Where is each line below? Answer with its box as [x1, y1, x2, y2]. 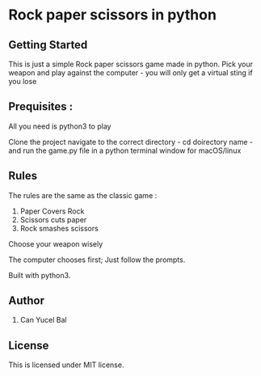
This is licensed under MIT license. [8, 360, 124, 370]
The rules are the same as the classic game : [8, 190, 158, 200]
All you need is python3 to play [8, 121, 112, 131]
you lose [8, 77, 37, 86]
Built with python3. [8, 270, 71, 280]
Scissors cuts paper [19, 214, 87, 224]
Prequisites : [8, 99, 74, 114]
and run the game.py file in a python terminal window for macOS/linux [8, 146, 242, 155]
